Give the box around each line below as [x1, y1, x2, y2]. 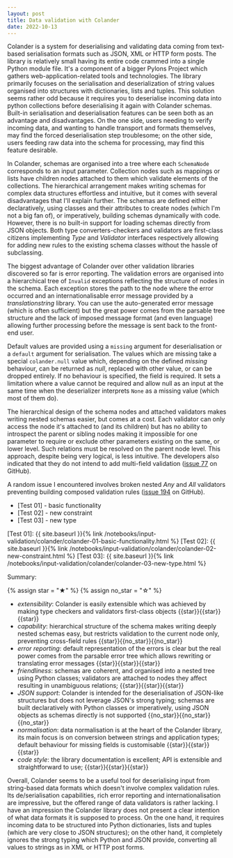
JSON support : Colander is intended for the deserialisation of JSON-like [17, 688, 224, 698]
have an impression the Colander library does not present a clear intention [7, 806, 220, 815]
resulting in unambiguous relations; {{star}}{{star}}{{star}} [17, 682, 184, 690]
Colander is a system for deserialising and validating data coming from [7, 43, 210, 51]
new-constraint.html [7, 552, 65, 560]
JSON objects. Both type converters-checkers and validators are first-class [7, 226, 224, 234]
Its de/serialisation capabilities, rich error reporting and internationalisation [7, 791, 221, 799]
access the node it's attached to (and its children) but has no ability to [7, 423, 207, 431]
